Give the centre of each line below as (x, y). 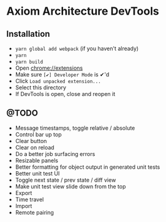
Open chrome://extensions (49, 68)
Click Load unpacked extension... (58, 81)
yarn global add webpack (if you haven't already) (77, 48)
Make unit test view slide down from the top (70, 186)
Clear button (31, 141)
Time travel (29, 199)
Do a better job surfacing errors (55, 154)
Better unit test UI (37, 173)
